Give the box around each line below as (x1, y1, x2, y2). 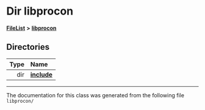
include (30, 70, 53, 78)
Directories (6, 42, 50, 52)
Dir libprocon (6, 4, 74, 18)
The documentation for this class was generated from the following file (6, 91, 185, 98)
